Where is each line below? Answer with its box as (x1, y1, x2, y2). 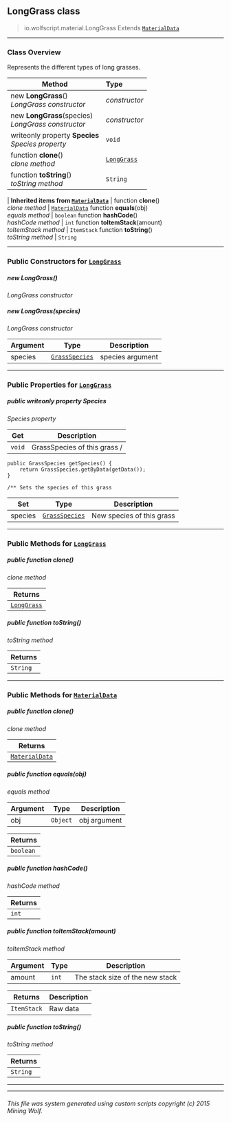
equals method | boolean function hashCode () (7, 211, 138, 220)
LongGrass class (7, 6, 80, 17)
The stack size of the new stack (74, 972, 177, 982)
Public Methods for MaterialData (7, 690, 118, 699)
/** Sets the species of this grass (7, 484, 112, 491)
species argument (100, 352, 159, 361)
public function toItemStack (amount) (7, 927, 116, 935)
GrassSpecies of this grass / (31, 442, 122, 452)
